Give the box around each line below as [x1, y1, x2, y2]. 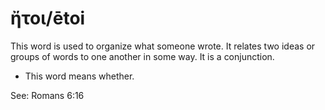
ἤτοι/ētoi [10, 7, 86, 30]
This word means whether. [24, 70, 135, 82]
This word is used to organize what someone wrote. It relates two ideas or [10, 40, 316, 52]
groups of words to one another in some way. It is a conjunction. [10, 50, 275, 62]
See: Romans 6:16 [10, 89, 85, 101]
